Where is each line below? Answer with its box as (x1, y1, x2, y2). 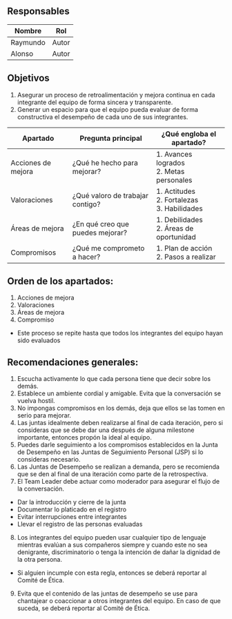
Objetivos (7, 72, 50, 84)
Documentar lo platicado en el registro (17, 505, 126, 513)
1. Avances (156, 149, 193, 159)
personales (156, 175, 193, 185)
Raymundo (10, 37, 46, 47)
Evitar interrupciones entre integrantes (17, 513, 128, 521)
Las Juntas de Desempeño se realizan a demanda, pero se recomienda (17, 462, 220, 471)
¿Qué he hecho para (72, 158, 138, 168)
